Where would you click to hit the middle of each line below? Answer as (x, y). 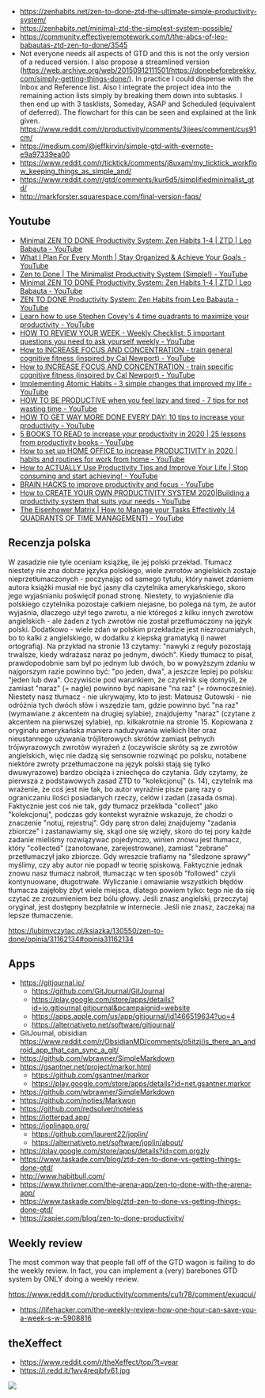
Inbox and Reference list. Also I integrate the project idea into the (125, 87)
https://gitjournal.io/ (52, 983)
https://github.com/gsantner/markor (90, 1075)
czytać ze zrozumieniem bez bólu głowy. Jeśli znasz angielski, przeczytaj (128, 898)
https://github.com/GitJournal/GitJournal (98, 991)
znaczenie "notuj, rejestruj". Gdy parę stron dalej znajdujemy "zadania (122, 822)
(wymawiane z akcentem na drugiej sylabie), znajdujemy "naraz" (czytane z (132, 713)
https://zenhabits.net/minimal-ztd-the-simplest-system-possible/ (126, 28)
